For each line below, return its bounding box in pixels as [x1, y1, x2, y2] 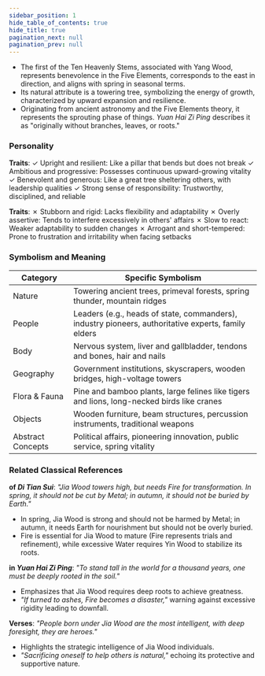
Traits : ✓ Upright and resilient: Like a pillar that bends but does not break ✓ [9, 158, 255, 168]
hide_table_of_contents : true [9, 19, 109, 27]
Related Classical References [9, 464, 123, 475]
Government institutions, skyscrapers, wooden [72, 363, 246, 374]
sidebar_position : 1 [9, 11, 77, 20]
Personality [9, 141, 54, 152]
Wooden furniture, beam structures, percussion [72, 408, 248, 419]
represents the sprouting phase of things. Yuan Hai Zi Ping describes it [20, 113, 251, 122]
